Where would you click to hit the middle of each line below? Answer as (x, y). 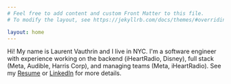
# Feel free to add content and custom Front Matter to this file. (106, 13)
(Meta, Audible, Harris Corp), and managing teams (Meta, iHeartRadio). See (114, 66)
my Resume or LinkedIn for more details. (64, 73)
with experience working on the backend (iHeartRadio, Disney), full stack (111, 59)
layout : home (26, 32)
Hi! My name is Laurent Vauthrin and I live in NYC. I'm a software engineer (112, 51)
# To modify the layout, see (49, 20)
